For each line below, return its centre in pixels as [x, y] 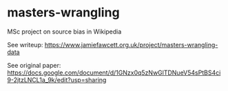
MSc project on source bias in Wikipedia [64, 31]
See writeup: [25, 44]
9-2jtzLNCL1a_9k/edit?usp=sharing [57, 79]
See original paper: [34, 65]
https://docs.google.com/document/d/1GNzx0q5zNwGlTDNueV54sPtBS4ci [114, 73]
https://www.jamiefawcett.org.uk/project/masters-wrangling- [131, 44]
